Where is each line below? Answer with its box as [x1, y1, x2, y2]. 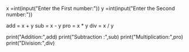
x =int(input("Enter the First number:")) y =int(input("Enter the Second [6, 5, 175, 12]
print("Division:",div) [6, 40, 55, 46]
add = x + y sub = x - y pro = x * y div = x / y [6, 23, 114, 29]
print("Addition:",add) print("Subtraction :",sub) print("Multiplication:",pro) [6, 34, 184, 40]
